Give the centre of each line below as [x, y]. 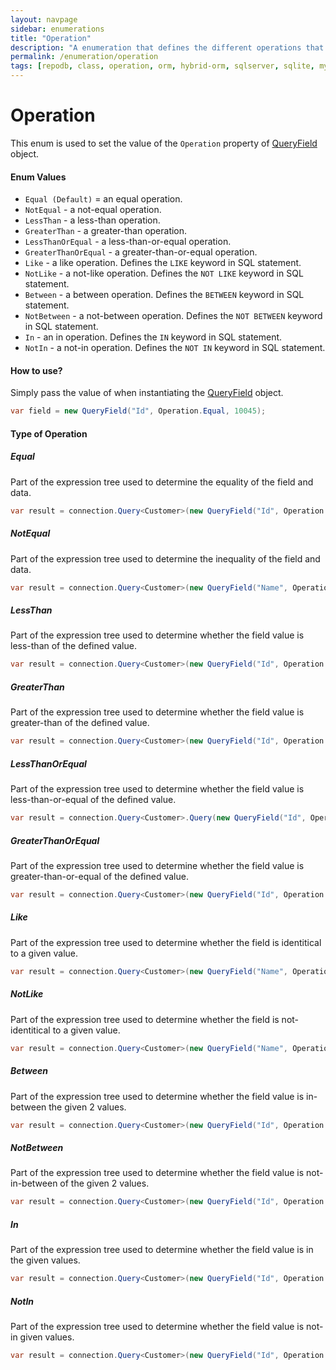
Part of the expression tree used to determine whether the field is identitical [166, 942]
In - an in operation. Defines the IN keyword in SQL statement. [153, 337]
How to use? [36, 370]
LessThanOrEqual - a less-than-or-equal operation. [128, 242]
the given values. [45, 1260]
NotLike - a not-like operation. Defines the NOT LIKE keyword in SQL [164, 273]
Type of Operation [49, 433]
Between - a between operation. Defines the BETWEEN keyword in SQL [164, 295]
